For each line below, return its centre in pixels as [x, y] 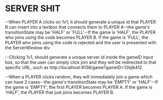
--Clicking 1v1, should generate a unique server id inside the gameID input [79, 57]
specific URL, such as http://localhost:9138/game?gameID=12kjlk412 [73, 67]
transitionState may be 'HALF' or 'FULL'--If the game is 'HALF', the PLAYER [80, 32]
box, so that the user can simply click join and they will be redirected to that [81, 62]
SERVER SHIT [33, 8]
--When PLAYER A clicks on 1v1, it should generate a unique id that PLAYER [81, 22]
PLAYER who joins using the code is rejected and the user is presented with [81, 42]
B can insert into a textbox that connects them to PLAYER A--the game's [77, 27]
